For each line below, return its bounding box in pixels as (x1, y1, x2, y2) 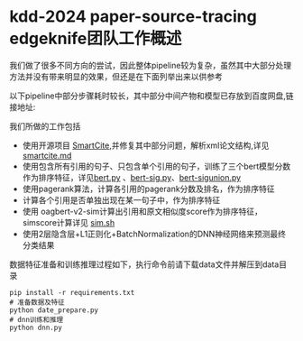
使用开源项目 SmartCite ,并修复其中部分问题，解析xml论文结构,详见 (22, 140, 270, 151)
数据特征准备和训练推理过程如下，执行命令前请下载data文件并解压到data (9, 259, 280, 270)
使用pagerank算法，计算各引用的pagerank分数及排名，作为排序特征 (22, 183, 275, 194)
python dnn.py (9, 323, 63, 332)
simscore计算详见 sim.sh (22, 217, 115, 227)
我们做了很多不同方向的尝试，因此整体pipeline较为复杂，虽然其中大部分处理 (9, 60, 291, 70)
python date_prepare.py (9, 305, 99, 315)
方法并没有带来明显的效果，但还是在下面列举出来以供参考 (9, 70, 223, 82)
